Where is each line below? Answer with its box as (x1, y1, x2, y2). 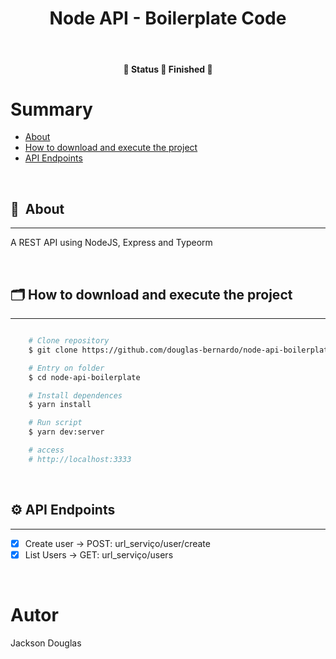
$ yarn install (28, 400, 92, 410)
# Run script (28, 418, 83, 428)
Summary (10, 98, 93, 121)
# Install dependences (28, 390, 123, 401)
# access (28, 445, 65, 456)
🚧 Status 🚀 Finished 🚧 (123, 63, 213, 75)
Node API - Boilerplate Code (49, 7, 287, 30)
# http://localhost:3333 (28, 454, 132, 464)
